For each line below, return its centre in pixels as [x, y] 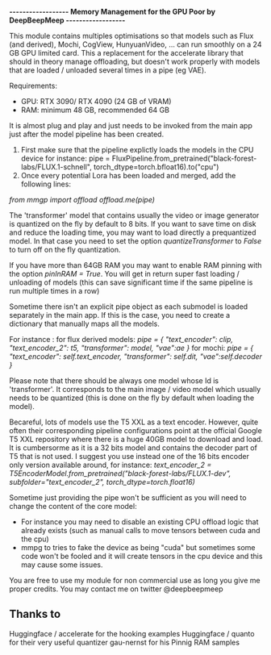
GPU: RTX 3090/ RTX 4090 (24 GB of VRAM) [96, 101]
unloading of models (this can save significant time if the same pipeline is [131, 282]
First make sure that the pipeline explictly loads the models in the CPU [137, 150]
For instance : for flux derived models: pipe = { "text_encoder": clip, [121, 339]
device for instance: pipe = [65, 158]
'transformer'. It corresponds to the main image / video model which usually [135, 389]
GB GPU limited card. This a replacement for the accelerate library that [127, 53]
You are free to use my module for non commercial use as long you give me [135, 580]
